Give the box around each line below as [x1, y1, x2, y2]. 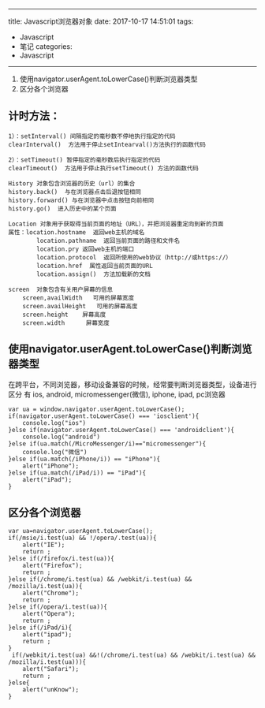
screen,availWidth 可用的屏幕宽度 [22, 293, 135, 302]
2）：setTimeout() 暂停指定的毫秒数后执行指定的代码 [8, 155, 161, 164]
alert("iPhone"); [22, 462, 80, 470]
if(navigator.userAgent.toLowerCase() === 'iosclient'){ [8, 412, 200, 420]
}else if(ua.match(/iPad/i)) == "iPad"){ [8, 468, 147, 477]
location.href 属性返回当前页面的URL [36, 262, 154, 270]
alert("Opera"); [22, 610, 77, 618]
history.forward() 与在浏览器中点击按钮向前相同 [8, 196, 155, 204]
